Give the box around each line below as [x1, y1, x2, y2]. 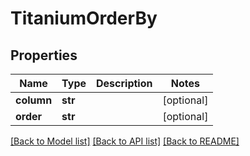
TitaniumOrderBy [10, 7, 158, 30]
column [15, 93, 53, 107]
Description [96, 77, 153, 90]
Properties [10, 47, 78, 64]
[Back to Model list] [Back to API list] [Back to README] [10, 135, 240, 147]
